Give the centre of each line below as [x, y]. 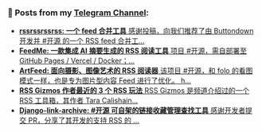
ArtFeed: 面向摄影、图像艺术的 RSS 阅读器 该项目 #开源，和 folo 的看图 [136, 71]
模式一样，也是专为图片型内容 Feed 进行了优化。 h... [105, 81]
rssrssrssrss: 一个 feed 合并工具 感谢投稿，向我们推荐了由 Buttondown [136, 31]
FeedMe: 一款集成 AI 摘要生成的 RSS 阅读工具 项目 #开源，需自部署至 [133, 51]
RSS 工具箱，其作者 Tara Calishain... [78, 101]
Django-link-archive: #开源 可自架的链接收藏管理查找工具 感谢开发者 [132, 111]
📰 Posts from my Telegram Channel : [78, 13]
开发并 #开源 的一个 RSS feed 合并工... [82, 41]
